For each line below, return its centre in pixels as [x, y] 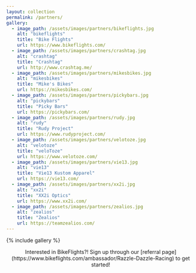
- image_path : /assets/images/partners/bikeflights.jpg [83, 28]
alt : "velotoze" [37, 145]
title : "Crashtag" [40, 62]
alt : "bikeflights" [41, 34]
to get [183, 258]
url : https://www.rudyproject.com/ [61, 134]
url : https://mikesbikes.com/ [55, 90]
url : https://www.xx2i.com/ [52, 201]
